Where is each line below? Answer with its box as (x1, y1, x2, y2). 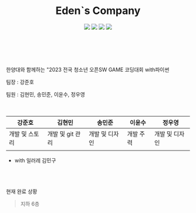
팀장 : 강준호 (6, 78, 34, 85)
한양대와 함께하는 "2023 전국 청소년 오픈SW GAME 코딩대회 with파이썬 (6, 66, 170, 73)
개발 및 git (47, 130, 74, 138)
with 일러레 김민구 (14, 156, 57, 164)
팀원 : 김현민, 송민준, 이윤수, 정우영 (6, 90, 86, 97)
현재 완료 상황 (6, 188, 38, 195)
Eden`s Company (55, 4, 141, 18)
